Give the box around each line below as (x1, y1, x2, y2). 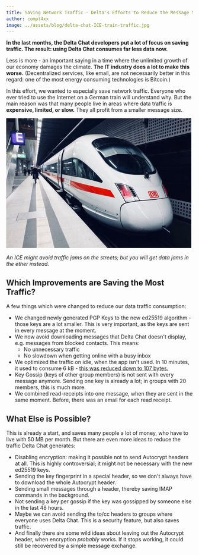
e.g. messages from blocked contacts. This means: (14, 340, 140, 347)
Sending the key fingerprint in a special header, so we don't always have (14, 473, 192, 479)
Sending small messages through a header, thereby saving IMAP (14, 485, 173, 492)
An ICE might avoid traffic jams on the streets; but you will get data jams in (6, 254, 189, 261)
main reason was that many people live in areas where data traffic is (6, 100, 172, 107)
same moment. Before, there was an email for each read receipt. (14, 396, 172, 404)
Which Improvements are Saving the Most (6, 277, 165, 288)
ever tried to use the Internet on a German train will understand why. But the (6, 94, 192, 101)
